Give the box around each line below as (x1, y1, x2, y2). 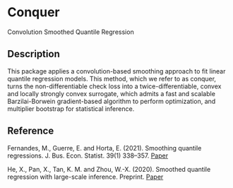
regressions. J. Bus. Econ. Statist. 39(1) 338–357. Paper (7, 151, 168, 160)
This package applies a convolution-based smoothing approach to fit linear (7, 66, 226, 75)
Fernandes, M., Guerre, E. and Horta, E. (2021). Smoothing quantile (7, 143, 202, 152)
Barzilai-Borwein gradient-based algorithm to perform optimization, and (7, 97, 216, 105)
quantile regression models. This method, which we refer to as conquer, (7, 74, 217, 83)
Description (7, 48, 60, 60)
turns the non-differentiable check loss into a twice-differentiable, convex (7, 82, 222, 90)
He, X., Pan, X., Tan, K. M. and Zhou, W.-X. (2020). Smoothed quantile (7, 165, 211, 173)
